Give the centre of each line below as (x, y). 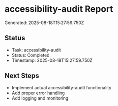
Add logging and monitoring (40, 98)
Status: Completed (30, 55)
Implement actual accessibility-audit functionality (61, 87)
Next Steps (22, 76)
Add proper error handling (38, 93)
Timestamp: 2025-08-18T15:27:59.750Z (52, 60)
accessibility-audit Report (59, 9)
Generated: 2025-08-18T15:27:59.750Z (44, 23)
